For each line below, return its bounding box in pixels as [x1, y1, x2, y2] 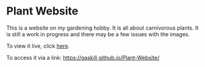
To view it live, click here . [6, 42, 70, 49]
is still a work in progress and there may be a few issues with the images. [6, 30, 190, 37]
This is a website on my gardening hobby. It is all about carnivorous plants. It [6, 24, 199, 31]
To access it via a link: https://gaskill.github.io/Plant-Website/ [6, 54, 160, 61]
